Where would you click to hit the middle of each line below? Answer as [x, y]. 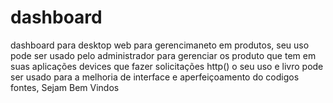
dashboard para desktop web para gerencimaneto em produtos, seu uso [160, 45]
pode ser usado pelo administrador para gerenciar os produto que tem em [163, 55]
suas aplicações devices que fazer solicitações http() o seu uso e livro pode [167, 66]
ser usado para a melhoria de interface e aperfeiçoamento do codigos [155, 77]
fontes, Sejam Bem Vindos [65, 87]
